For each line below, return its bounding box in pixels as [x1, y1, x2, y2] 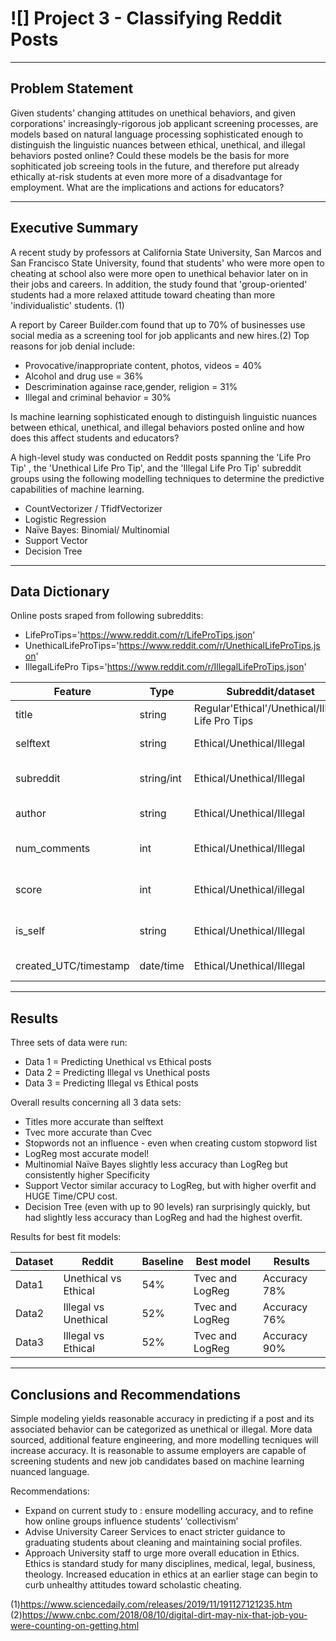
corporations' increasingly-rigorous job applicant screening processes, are [10, 117, 319, 129]
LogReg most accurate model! [24, 1148, 150, 1160]
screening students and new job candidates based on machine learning [10, 1455, 305, 1467]
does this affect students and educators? [10, 432, 180, 444]
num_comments [15, 842, 91, 856]
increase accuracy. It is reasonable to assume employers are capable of [10, 1445, 307, 1456]
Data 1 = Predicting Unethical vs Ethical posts [24, 1056, 212, 1068]
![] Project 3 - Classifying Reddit [10, 7, 283, 30]
